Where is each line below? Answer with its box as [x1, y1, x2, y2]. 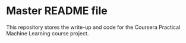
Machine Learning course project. [6, 29, 89, 37]
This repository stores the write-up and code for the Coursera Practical [6, 24, 181, 31]
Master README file [6, 4, 108, 18]
